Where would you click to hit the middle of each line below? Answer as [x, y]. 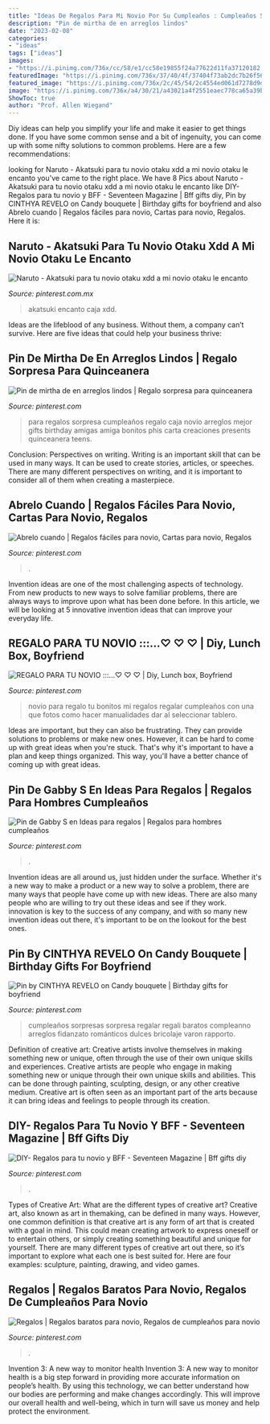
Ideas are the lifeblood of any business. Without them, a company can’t [126, 324]
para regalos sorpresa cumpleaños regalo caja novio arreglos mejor [140, 421]
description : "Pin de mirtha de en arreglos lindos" [98, 23]
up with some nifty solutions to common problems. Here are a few [117, 146]
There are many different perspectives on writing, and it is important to [125, 471]
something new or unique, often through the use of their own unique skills [131, 1058]
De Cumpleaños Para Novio [78, 1302]
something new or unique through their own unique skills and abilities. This [132, 1075]
